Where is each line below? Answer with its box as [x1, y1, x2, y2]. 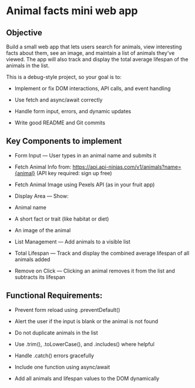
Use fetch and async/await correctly [14, 96, 103, 103]
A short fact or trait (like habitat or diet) [14, 215, 109, 222]
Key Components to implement [6, 136, 122, 146]
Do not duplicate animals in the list [14, 329, 98, 336]
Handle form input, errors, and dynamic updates [14, 108, 132, 114]
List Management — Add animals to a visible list [14, 238, 131, 245]
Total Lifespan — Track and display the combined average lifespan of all [14, 249, 190, 257]
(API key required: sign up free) [36, 169, 113, 176]
